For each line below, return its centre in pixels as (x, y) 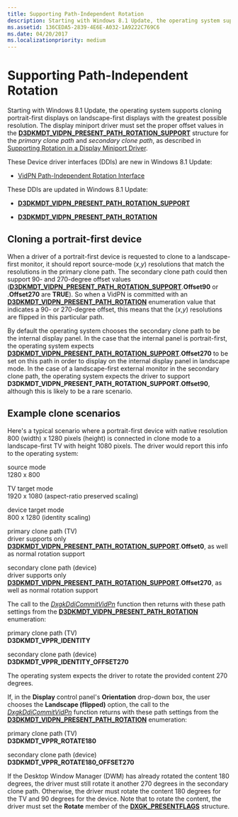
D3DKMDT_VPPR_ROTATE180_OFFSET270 (71, 762)
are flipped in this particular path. (56, 316)
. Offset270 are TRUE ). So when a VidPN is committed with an (97, 294)
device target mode (36, 510)
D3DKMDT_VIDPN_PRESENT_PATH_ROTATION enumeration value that (112, 301)
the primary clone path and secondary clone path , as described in (104, 141)
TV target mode (30, 488)
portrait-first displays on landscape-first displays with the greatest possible (117, 118)
